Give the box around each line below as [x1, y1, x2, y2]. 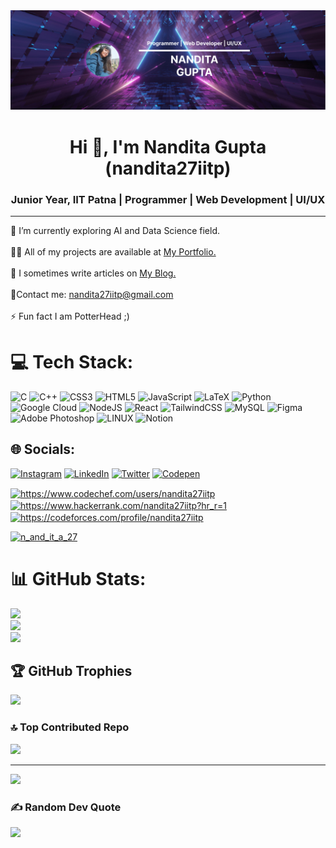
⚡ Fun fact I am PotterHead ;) [10, 310, 130, 322]
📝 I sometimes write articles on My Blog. [10, 267, 177, 279]
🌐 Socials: [10, 441, 76, 458]
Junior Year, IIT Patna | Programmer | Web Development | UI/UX [10, 192, 326, 206]
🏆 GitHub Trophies [10, 663, 133, 680]
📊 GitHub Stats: [10, 567, 147, 590]
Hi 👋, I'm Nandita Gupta [69, 135, 267, 158]
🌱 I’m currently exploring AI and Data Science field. [10, 224, 221, 236]
